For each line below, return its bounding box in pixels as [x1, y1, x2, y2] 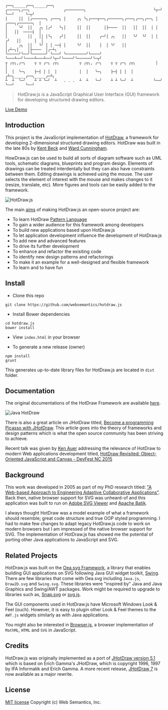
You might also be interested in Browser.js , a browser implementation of [5, 622, 154, 628]
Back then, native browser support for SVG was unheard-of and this [5, 495, 146, 501]
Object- [140, 450, 157, 457]
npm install [5, 353, 30, 359]
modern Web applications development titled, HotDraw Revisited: [5, 450, 140, 457]
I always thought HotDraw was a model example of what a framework [5, 510, 149, 516]
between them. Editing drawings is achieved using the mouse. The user [5, 171, 153, 177]
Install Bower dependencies [12, 311, 70, 317]
